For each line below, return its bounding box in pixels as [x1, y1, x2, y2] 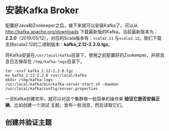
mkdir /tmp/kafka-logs [5, 77, 53, 82]
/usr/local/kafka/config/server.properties [5, 86, 98, 91]
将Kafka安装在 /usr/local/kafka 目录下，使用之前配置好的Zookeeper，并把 [5, 52, 160, 58]
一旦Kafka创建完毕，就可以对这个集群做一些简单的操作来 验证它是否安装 [5, 96, 155, 102]
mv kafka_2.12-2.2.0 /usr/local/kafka [5, 73, 87, 78]
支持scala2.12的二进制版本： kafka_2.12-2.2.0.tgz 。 [5, 41, 113, 47]
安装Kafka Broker [5, 5, 79, 16]
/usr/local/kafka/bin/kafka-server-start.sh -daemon [5, 81, 119, 86]
